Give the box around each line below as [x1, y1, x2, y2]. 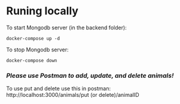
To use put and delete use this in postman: [6, 85, 111, 92]
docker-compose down [6, 57, 58, 63]
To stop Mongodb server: [6, 46, 69, 53]
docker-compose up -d [6, 35, 60, 41]
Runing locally [6, 4, 79, 18]
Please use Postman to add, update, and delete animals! [6, 71, 174, 79]
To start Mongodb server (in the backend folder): [6, 24, 127, 31]
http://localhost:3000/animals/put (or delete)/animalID [6, 91, 139, 99]
